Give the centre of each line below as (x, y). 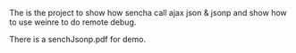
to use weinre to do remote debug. (73, 22)
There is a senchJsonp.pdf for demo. (77, 39)
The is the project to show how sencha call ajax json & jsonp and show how (148, 13)
